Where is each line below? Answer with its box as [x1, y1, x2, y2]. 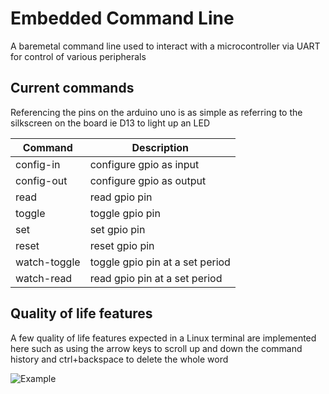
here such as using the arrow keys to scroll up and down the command [10, 342, 303, 354]
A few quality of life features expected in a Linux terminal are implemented [10, 332, 317, 344]
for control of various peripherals [10, 50, 147, 62]
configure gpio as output [89, 173, 207, 187]
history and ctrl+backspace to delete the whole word [10, 353, 229, 365]
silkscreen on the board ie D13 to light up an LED [10, 117, 210, 129]
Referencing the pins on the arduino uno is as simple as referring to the [10, 106, 303, 118]
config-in [15, 157, 61, 171]
